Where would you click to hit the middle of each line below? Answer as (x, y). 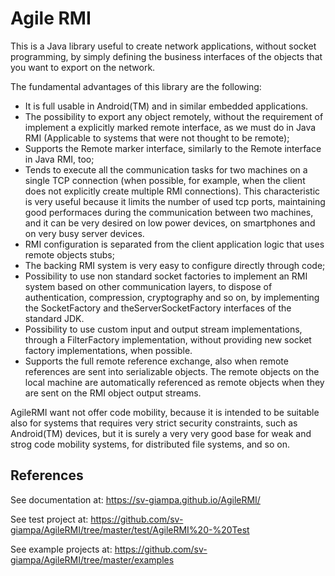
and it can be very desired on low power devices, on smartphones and (170, 223)
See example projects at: (61, 549)
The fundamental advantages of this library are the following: (136, 86)
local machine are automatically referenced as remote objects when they (174, 382)
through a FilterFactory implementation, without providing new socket (168, 339)
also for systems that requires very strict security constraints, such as (154, 423)
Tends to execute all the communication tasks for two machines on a (166, 169)
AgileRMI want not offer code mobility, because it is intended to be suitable (165, 412)
